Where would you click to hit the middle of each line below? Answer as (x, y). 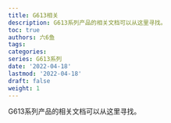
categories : (27, 52)
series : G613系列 (35, 60)
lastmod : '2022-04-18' (45, 74)
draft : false (29, 81)
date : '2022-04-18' (40, 67)
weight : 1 (24, 88)
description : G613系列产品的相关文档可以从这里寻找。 (87, 23)
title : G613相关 (33, 15)
